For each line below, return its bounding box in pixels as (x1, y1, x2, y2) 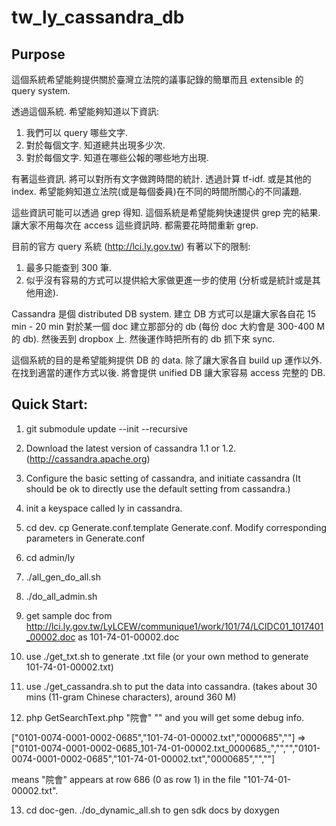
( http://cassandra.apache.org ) (25, 452, 151, 465)
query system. (11, 85, 71, 96)
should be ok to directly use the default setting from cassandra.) (25, 482, 291, 495)
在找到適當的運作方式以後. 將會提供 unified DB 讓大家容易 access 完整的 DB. (11, 367, 326, 378)
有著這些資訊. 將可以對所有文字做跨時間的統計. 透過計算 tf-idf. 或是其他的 (11, 173, 312, 185)
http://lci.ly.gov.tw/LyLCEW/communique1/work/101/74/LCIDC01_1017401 (25, 620, 324, 632)
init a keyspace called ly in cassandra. (25, 502, 183, 514)
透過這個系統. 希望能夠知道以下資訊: (11, 106, 160, 117)
